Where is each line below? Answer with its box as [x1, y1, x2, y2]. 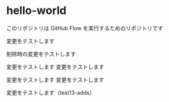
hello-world [6, 4, 67, 18]
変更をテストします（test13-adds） [6, 89, 95, 96]
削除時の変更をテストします [6, 50, 76, 58]
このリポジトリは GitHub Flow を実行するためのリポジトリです [6, 24, 164, 32]
